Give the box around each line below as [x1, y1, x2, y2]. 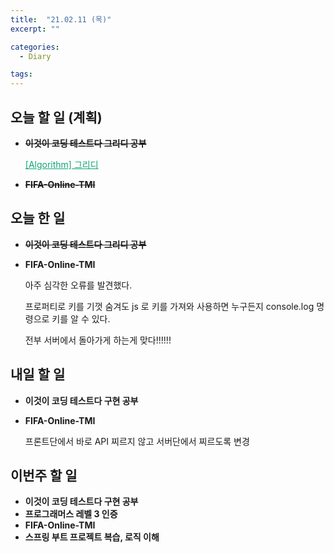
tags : [10, 69, 33, 80]
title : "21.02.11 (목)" [10, 14, 112, 25]
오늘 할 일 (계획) [10, 109, 103, 126]
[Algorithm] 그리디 [24, 158, 99, 170]
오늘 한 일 [10, 210, 66, 227]
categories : [10, 42, 60, 52]
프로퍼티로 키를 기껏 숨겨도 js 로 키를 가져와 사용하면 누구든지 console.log [24, 300, 315, 312]
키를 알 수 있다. [51, 312, 111, 325]
